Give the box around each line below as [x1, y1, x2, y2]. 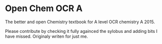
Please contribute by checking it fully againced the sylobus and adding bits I [5, 28, 158, 34]
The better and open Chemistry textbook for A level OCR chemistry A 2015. [5, 19, 155, 25]
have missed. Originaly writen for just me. [5, 33, 88, 39]
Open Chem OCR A [5, 3, 83, 14]
